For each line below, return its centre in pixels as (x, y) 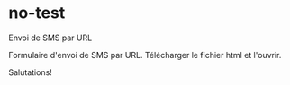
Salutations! (31, 72)
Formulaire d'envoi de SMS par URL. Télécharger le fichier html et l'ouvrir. (145, 55)
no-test (37, 13)
